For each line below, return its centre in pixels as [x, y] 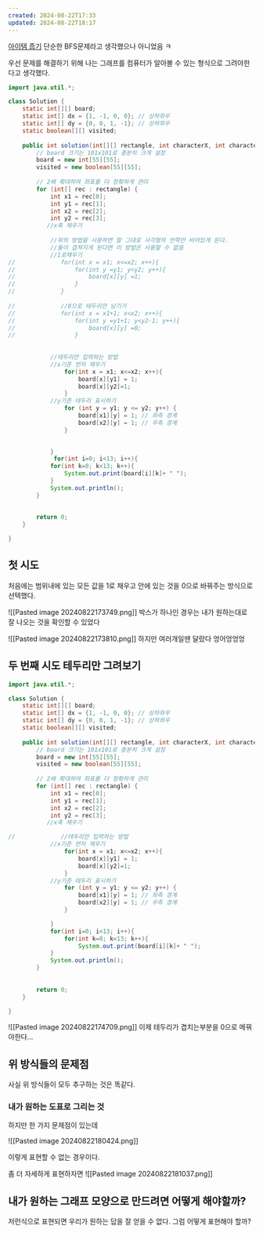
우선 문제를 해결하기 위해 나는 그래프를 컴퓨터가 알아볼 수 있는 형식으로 [115, 63]
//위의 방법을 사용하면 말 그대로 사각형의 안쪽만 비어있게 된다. [139, 240]
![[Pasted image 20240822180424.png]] [73, 1141]
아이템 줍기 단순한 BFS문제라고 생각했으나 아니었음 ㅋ [90, 46]
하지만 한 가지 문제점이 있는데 [53, 1125]
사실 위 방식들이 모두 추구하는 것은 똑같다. [72, 1085]
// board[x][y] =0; [75, 328]
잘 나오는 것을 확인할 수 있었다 [54, 622]
